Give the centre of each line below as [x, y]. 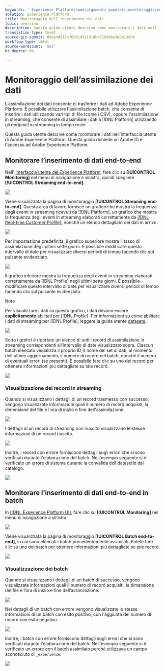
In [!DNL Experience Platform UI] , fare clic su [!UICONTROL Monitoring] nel [82, 512]
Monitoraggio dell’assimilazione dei [79, 80]
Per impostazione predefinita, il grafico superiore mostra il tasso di [72, 241]
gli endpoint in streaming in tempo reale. [46, 125]
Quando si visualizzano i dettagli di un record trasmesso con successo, [77, 399]
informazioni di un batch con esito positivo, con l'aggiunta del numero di [78, 614]
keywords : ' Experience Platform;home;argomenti [56, 10]
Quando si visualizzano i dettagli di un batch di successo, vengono [72, 580]
